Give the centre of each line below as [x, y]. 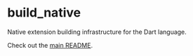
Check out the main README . [50, 45]
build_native [44, 13]
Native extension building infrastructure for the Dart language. [97, 32]
